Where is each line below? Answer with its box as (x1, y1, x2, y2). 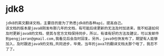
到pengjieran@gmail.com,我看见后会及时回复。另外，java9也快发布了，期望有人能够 (5, 36, 158, 41)
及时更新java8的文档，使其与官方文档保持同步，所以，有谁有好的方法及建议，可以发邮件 (5, 31, 159, 36)
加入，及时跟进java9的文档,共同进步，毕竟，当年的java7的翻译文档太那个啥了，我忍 (5, 41, 154, 46)
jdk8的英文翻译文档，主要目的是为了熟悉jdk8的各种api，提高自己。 (5, 21, 125, 26)
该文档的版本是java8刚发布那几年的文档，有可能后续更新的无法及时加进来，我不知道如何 (5, 26, 159, 30)
